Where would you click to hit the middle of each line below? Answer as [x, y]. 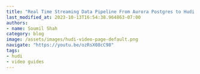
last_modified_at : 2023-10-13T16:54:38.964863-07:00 [74, 17]
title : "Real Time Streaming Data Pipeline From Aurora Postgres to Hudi [101, 12]
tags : [13, 51]
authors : [17, 23]
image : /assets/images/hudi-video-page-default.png [72, 39]
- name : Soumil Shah [32, 28]
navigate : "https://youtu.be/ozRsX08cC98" [60, 45]
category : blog [25, 34]
